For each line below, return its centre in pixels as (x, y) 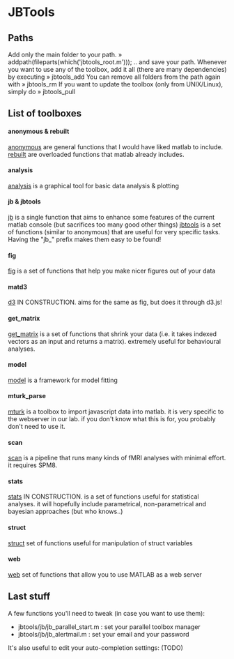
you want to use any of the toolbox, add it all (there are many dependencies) (117, 69)
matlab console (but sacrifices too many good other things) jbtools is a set (115, 225)
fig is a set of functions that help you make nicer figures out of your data (112, 271)
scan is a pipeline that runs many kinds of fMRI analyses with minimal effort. (117, 458)
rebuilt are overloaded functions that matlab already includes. (96, 154)
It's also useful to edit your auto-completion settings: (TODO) (95, 647)
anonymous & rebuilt (39, 131)
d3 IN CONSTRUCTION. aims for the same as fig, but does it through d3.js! (115, 302)
